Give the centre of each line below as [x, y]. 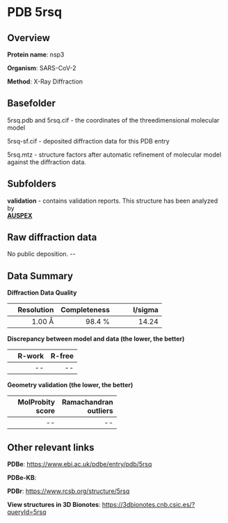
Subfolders [32, 184]
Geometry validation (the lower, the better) [70, 385]
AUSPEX [20, 215]
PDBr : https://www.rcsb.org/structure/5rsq [68, 491]
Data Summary [40, 276]
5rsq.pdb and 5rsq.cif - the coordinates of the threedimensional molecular [114, 120]
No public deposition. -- [41, 254]
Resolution [36, 310]
